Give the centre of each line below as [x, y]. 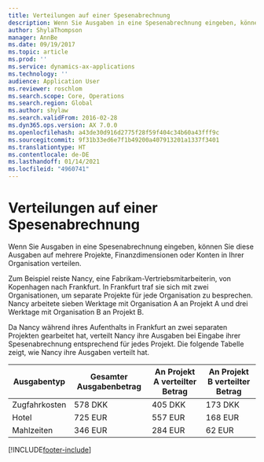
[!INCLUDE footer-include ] [50, 449]
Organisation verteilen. [45, 263]
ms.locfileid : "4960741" [49, 169]
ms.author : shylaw [38, 111]
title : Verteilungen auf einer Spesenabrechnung [89, 15]
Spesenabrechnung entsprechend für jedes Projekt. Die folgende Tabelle [126, 344]
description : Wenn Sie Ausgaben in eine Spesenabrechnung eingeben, [123, 23]
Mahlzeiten [33, 430]
